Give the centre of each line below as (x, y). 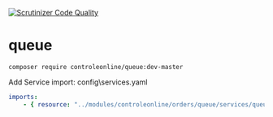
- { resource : (47, 104)
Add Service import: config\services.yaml (78, 82)
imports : (23, 97)
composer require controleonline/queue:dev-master (96, 67)
